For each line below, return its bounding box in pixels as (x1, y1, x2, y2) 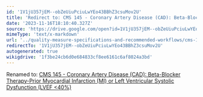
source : (6, 25, 26, 32)
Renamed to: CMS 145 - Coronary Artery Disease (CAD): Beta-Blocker (6, 70, 181, 78)
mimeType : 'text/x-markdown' (6, 32, 80, 38)
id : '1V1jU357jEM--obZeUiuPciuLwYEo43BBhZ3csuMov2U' (6, 8, 142, 15)
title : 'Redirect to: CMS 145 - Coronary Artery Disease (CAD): (6, 15, 172, 21)
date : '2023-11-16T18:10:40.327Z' (6, 20, 94, 26)
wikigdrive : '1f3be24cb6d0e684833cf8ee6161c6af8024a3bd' (6, 54, 153, 60)
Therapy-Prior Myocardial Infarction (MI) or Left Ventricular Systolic (6, 77, 175, 84)
